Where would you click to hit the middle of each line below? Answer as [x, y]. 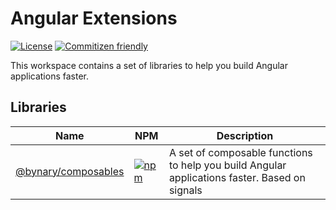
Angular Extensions [94, 18]
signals [185, 190]
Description [245, 135]
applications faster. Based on [237, 177]
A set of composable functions [240, 152]
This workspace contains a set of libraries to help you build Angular [149, 65]
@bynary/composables [70, 171]
